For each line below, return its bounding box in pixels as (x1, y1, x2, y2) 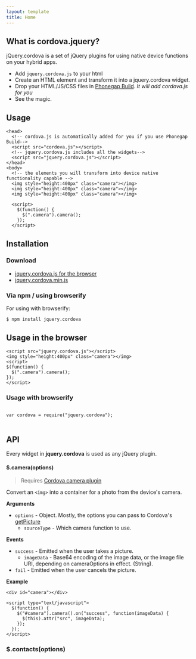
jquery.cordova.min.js (14, 276, 69, 283)
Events (6, 536, 24, 543)
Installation (6, 239, 49, 249)
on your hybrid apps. (6, 58, 58, 66)
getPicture (14, 518, 41, 525)
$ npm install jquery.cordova (6, 317, 82, 323)
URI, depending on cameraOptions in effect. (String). (23, 560, 153, 567)
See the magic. (14, 95, 52, 103)
